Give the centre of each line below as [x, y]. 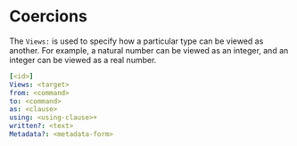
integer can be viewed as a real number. [83, 60]
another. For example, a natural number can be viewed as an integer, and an [149, 50]
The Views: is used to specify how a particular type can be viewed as [136, 41]
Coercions [48, 16]
